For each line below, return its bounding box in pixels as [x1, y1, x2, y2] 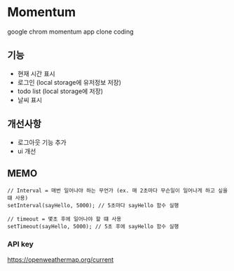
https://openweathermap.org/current [7, 255, 114, 263]
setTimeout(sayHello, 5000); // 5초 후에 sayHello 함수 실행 [7, 223, 179, 230]
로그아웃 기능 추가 [17, 138, 67, 146]
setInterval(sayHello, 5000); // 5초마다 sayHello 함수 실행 [7, 202, 179, 209]
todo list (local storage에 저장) [17, 87, 104, 95]
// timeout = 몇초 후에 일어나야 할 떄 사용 [7, 216, 122, 223]
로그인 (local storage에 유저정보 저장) [17, 78, 121, 86]
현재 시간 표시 [17, 69, 55, 78]
